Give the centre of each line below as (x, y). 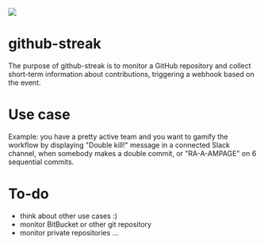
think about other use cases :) (68, 216)
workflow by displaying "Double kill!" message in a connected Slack (119, 145)
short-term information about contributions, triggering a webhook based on (132, 74)
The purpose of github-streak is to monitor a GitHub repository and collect (130, 65)
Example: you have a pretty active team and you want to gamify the (118, 136)
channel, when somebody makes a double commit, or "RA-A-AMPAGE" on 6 (132, 153)
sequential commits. (41, 162)
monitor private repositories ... (69, 232)
